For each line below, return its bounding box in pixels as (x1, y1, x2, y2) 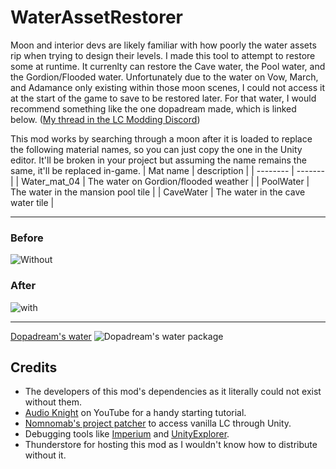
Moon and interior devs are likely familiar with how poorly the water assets (10, 39, 317, 51)
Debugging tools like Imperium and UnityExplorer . (24, 428, 230, 440)
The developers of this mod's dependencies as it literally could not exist (24, 386, 322, 398)
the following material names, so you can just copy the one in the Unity (10, 143, 303, 155)
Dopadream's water (10, 330, 92, 342)
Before (10, 231, 44, 245)
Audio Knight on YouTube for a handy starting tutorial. (24, 407, 247, 419)
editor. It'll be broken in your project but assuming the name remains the (10, 154, 307, 166)
